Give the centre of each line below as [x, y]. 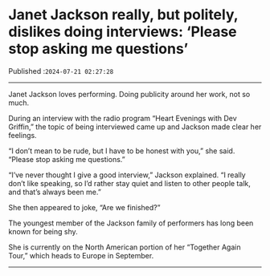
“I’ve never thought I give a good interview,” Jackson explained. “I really [127, 175]
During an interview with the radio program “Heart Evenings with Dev [123, 118]
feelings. [23, 135]
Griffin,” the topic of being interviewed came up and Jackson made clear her [135, 127]
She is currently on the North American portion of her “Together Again [125, 247]
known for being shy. [43, 231]
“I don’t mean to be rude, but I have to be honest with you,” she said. [122, 151]
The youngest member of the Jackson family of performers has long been [131, 223]
